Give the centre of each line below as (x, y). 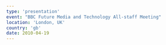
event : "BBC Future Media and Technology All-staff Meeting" (84, 17)
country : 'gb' (24, 28)
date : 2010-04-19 (28, 33)
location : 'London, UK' (36, 22)
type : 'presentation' (33, 11)
